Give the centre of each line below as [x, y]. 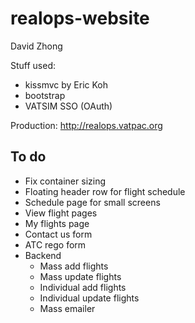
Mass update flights [80, 276]
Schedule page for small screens [92, 202]
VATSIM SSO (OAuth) [68, 106]
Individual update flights [89, 298]
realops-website [80, 18]
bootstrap [45, 95]
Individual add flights [83, 287]
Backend [43, 255]
